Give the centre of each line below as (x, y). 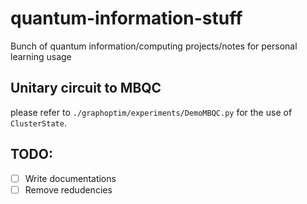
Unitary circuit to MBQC (86, 88)
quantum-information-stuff (126, 18)
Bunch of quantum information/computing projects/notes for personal (154, 46)
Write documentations (70, 178)
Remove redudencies (68, 189)
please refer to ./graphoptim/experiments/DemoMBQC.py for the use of (151, 112)
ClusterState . (38, 123)
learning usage (41, 56)
